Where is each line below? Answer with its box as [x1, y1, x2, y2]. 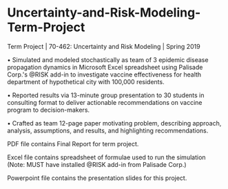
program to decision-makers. [7, 106, 90, 114]
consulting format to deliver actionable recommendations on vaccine [7, 98, 203, 106]
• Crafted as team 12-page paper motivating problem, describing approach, [7, 119, 222, 127]
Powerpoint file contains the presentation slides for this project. [7, 174, 187, 182]
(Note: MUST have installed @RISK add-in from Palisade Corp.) [7, 160, 187, 168]
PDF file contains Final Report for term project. [7, 139, 139, 148]
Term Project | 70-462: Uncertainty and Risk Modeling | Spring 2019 [7, 42, 201, 50]
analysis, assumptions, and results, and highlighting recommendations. [7, 126, 209, 135]
